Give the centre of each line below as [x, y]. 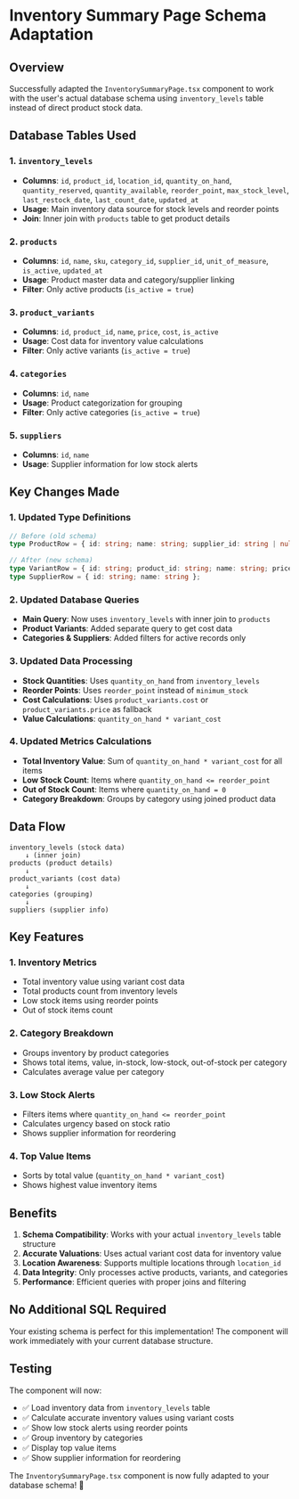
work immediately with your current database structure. [111, 1340]
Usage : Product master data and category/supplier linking [128, 279]
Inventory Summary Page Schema [138, 16]
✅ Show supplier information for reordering [101, 1457]
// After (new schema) [51, 561]
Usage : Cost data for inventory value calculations [113, 341]
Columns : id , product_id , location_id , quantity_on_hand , [127, 180]
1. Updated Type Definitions [70, 518]
